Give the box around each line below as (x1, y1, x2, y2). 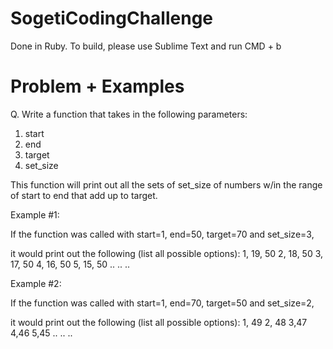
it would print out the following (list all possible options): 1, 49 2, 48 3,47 (10, 316, 308, 328)
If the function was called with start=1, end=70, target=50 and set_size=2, (10, 297, 315, 309)
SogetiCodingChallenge (10, 7, 214, 30)
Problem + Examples (10, 75, 185, 98)
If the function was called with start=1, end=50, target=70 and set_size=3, (10, 228, 315, 240)
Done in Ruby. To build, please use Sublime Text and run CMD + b (10, 40, 282, 52)
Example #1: (10, 208, 60, 221)
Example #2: (10, 277, 62, 289)
